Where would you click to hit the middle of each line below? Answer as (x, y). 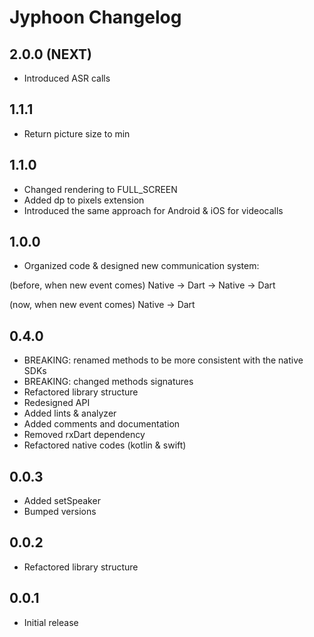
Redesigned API (57, 403)
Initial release (51, 622)
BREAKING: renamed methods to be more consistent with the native (163, 360)
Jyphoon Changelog (95, 17)
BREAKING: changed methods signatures (108, 382)
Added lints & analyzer (70, 413)
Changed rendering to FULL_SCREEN (100, 189)
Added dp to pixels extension (84, 200)
